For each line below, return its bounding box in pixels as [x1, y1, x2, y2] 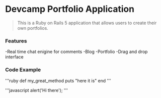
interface [5, 54, 24, 60]
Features [5, 37, 27, 44]
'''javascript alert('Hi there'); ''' [5, 87, 68, 93]
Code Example [5, 66, 41, 73]
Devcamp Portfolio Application [5, 3, 135, 15]
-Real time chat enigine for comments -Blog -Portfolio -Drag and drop [5, 49, 148, 55]
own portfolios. [17, 25, 49, 31]
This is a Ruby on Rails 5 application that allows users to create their [17, 20, 157, 26]
